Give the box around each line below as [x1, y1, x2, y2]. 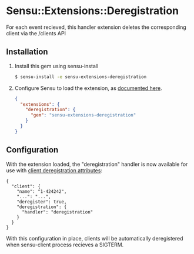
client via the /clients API [6, 29, 66, 36]
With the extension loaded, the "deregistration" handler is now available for [6, 161, 188, 168]
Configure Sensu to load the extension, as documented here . [14, 84, 163, 92]
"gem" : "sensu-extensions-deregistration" [30, 112, 136, 118]
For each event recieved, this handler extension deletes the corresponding [6, 24, 186, 31]
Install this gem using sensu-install [14, 62, 99, 69]
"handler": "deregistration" [21, 209, 93, 215]
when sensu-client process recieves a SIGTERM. [6, 241, 124, 248]
